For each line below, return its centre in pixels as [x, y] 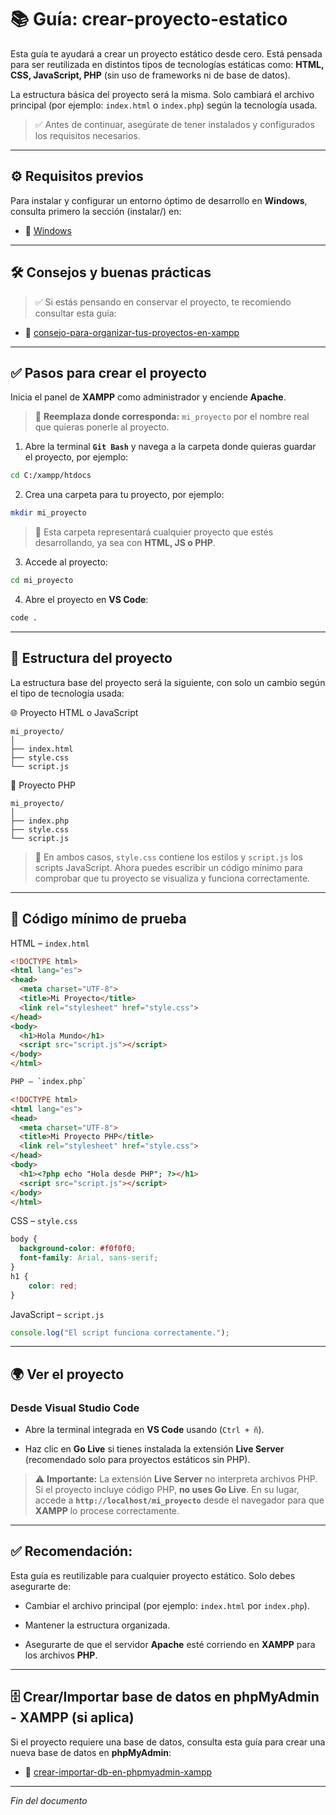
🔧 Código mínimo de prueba [98, 919]
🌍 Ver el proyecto [67, 1374]
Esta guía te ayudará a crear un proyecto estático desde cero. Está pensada [166, 53]
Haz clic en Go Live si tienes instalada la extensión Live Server [154, 1449]
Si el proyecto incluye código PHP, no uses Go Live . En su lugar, [167, 1490]
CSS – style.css [44, 1221]
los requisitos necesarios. [87, 135]
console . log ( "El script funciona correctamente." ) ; [120, 1332]
